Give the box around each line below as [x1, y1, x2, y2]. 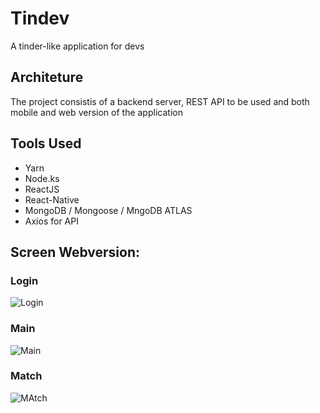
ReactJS [24, 183, 60, 195]
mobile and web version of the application [10, 106, 183, 118]
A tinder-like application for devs [10, 40, 145, 52]
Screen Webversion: [10, 243, 141, 261]
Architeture [10, 69, 84, 86]
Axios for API [24, 215, 79, 227]
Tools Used [10, 135, 82, 152]
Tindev [10, 7, 70, 30]
